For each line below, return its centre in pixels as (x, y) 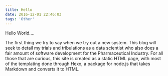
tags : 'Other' (20, 19)
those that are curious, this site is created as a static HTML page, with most (83, 59)
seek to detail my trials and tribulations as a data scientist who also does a (82, 48)
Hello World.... (20, 33)
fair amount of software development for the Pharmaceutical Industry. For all (84, 53)
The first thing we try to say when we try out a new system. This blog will (81, 43)
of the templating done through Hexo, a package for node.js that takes (78, 64)
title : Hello (19, 10)
